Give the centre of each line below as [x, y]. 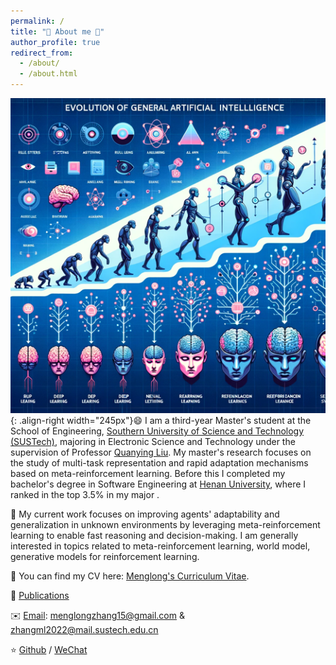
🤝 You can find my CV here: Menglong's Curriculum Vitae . [130, 576]
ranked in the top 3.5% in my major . [85, 494]
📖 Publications [40, 595]
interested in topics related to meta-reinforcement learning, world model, [160, 546]
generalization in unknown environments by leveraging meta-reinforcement [165, 524]
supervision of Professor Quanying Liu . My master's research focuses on [161, 452]
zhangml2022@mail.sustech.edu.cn [84, 629]
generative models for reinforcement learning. [105, 556]
